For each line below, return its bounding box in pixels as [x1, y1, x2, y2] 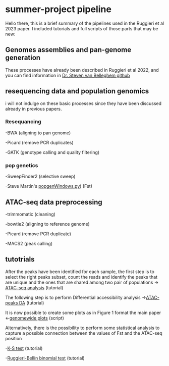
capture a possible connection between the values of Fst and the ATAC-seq [5, 330, 162, 336]
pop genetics [5, 162, 38, 169]
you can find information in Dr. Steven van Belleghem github [5, 72, 130, 78]
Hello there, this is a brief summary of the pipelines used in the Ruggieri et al [5, 20, 164, 26]
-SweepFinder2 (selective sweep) [5, 173, 76, 180]
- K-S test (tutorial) [5, 345, 43, 351]
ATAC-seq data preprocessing [5, 198, 102, 206]
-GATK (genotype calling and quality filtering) [5, 149, 100, 155]
